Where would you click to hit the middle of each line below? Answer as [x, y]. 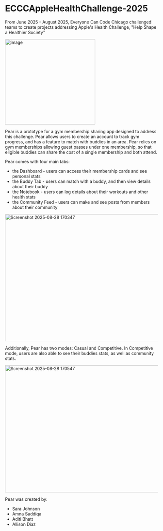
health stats [24, 197]
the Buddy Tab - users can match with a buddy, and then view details [81, 181]
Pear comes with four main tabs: [37, 161]
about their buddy [30, 186]
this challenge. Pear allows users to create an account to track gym [72, 137]
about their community [35, 207]
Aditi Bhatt [22, 519]
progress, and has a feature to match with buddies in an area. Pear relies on [81, 141]
